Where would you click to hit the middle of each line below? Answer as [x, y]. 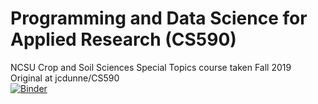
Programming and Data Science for [159, 18]
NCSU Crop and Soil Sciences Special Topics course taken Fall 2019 [151, 67]
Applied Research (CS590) [123, 39]
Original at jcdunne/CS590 [65, 78]
